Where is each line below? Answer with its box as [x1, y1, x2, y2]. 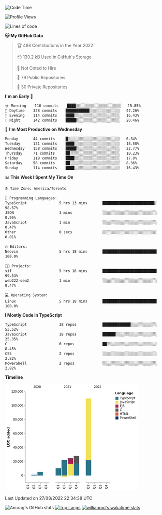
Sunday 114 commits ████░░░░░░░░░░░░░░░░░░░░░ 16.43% [5, 165, 139, 170]
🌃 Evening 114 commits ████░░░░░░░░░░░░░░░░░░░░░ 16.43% [5, 113, 139, 118]
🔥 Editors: [5, 244, 28, 249]
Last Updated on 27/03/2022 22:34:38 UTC [5, 495, 93, 501]
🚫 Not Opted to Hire [16, 65, 57, 71]
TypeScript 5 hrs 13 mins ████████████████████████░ [5, 201, 157, 206]
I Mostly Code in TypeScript [5, 312, 62, 318]
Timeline [5, 374, 23, 380]
